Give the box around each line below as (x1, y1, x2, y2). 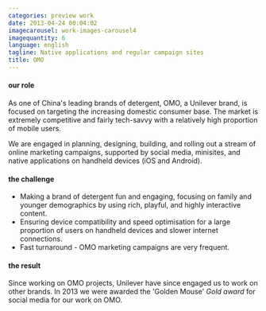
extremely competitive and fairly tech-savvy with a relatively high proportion (8, 115, 258, 125)
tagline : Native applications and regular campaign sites (8, 49, 204, 56)
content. (19, 208, 48, 219)
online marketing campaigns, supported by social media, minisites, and (8, 148, 241, 157)
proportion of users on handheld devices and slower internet (19, 226, 218, 235)
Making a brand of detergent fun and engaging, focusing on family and (19, 192, 252, 201)
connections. (19, 234, 63, 243)
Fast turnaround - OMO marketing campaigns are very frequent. (19, 243, 230, 252)
